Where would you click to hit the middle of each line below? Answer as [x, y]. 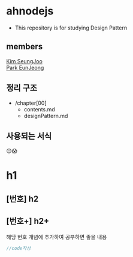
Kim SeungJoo [25, 61]
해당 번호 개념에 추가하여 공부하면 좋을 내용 [57, 237]
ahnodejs [30, 11]
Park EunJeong [25, 67]
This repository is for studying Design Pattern [71, 28]
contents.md [39, 109]
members [25, 47]
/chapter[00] [31, 103]
